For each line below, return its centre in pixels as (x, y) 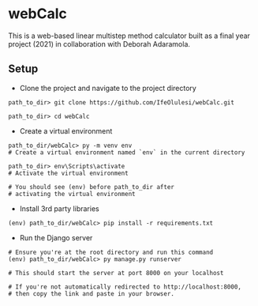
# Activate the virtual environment (68, 173)
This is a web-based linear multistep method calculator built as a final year (129, 36)
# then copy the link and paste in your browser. (92, 293)
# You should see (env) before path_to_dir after (92, 187)
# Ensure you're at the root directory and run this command (111, 252)
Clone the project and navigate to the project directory (108, 88)
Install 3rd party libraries (60, 208)
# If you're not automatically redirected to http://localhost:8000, (125, 287)
